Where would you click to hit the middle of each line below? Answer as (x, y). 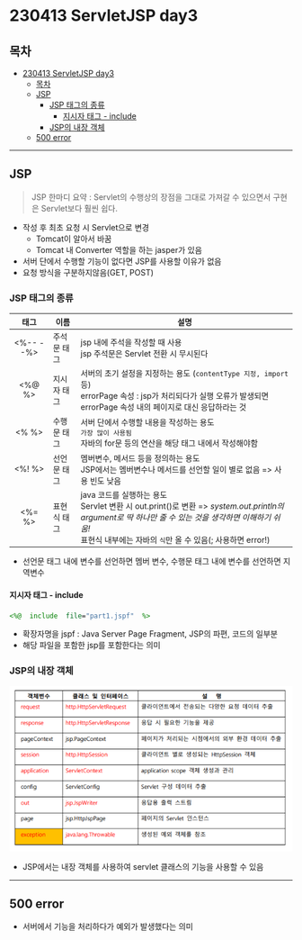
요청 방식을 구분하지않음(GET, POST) (88, 272)
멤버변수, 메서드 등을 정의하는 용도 (140, 458)
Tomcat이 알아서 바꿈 (74, 239)
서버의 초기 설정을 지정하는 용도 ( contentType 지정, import (185, 374)
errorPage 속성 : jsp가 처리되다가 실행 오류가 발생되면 (175, 396)
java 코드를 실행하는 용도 (124, 494)
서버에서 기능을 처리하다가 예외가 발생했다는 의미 (107, 926)
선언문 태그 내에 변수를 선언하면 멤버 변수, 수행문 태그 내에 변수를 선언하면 (151, 561)
